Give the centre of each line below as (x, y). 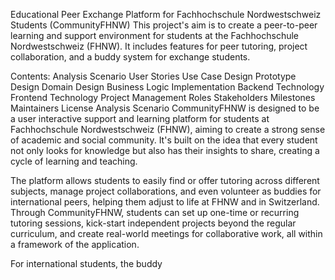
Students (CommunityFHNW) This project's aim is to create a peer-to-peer (164, 25)
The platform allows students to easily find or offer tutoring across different (165, 180)
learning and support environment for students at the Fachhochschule (155, 35)
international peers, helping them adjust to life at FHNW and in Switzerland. (165, 202)
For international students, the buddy (86, 263)
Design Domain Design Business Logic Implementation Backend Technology (167, 87)
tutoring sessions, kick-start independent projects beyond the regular (153, 223)
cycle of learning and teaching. (74, 161)
